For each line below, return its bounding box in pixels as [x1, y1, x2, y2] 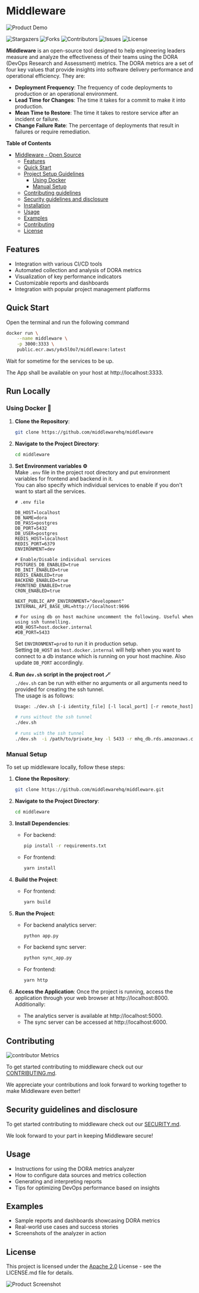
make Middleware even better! [6, 1087, 81, 1094]
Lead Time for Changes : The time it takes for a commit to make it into [14, 96, 186, 104]
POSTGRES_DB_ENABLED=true [14, 562, 79, 568]
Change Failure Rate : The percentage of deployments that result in [14, 121, 179, 129]
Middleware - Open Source [14, 151, 81, 158]
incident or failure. [14, 115, 60, 123]
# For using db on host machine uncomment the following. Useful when [14, 613, 194, 620]
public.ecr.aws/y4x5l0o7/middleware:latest [17, 347, 127, 353]
